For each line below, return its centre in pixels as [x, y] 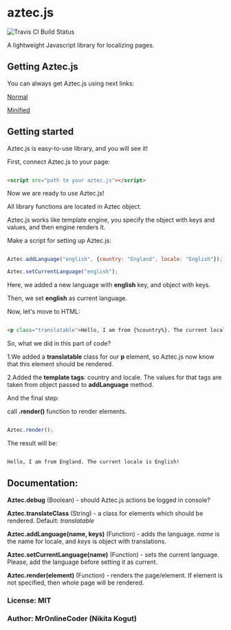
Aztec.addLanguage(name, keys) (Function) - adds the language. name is [113, 534]
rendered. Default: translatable [51, 521]
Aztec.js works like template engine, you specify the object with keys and [111, 220]
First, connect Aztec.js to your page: [58, 161]
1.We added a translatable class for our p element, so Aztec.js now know [111, 357]
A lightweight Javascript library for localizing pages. [81, 45]
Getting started [41, 132]
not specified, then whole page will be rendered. [76, 582]
